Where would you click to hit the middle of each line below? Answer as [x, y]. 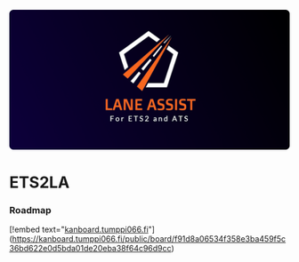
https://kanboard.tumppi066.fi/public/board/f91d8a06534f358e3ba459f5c [149, 239]
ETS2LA [40, 183]
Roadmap [30, 210]
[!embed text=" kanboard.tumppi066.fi [79, 230]
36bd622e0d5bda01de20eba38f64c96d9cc [90, 249]
